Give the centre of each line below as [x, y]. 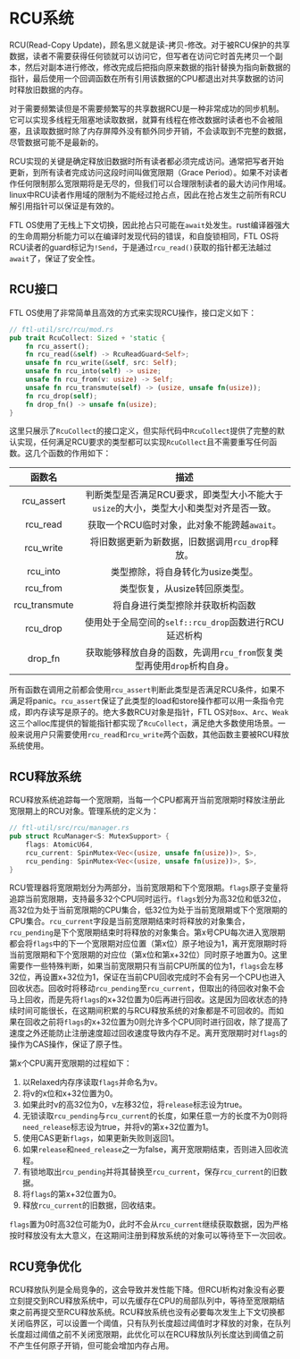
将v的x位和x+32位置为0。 [70, 1093]
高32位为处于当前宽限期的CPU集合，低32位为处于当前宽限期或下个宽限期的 [148, 910]
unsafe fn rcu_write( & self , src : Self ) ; [101, 363]
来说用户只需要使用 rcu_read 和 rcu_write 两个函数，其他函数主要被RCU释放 [153, 735]
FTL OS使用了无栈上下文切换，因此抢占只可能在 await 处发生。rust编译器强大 [150, 225]
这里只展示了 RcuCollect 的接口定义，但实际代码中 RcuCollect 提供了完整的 [143, 431]
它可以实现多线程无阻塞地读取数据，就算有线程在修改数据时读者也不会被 [142, 119]
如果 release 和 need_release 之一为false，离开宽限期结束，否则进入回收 [151, 1150]
